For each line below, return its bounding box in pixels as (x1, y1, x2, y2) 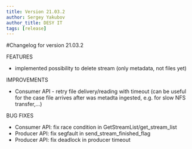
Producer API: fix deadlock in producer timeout (14, 136, 131, 144)
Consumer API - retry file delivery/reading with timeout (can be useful (14, 88, 187, 95)
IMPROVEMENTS (6, 76, 49, 83)
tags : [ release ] (6, 25, 47, 32)
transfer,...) (14, 101, 42, 108)
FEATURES (6, 53, 33, 60)
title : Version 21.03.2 (6, 8, 66, 15)
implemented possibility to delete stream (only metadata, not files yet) (14, 65, 187, 72)
